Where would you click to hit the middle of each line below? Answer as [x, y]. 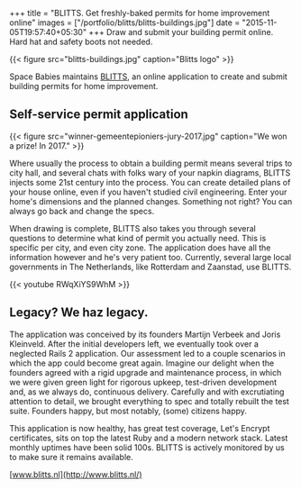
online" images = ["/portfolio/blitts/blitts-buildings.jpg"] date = [125, 23]
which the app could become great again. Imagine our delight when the [142, 363]
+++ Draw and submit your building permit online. [181, 32]
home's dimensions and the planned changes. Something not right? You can [151, 201]
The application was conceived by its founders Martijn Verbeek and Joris [145, 334]
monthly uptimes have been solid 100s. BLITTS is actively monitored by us [147, 447]
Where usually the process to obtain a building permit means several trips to [151, 163]
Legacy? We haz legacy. [79, 313]
